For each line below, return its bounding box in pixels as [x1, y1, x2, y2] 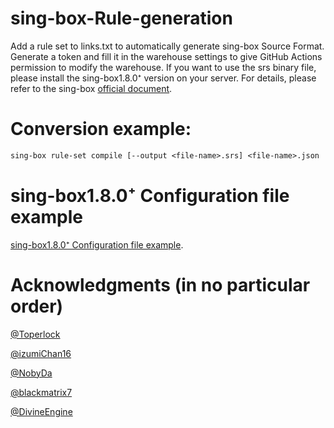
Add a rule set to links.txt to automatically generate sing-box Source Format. [10, 40, 325, 52]
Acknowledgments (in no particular [10, 273, 311, 296]
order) [10, 295, 64, 317]
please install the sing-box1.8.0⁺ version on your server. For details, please [10, 72, 317, 84]
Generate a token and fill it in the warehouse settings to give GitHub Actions [10, 50, 323, 62]
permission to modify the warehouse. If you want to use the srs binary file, [10, 61, 317, 73]
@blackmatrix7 [10, 386, 73, 398]
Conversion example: [10, 118, 192, 141]
